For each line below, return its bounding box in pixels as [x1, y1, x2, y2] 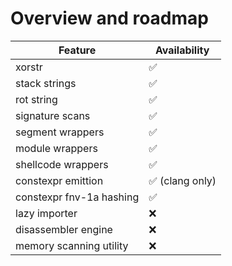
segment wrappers [15, 125, 105, 139]
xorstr [15, 60, 43, 74]
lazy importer [15, 206, 78, 220]
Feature [58, 43, 97, 57]
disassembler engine [15, 222, 113, 236]
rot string [15, 92, 58, 106]
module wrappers [15, 141, 98, 155]
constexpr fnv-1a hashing [15, 190, 140, 204]
